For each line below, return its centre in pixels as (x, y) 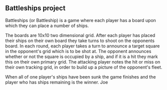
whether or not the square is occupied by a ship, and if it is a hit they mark (82, 56)
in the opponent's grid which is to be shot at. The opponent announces (78, 51)
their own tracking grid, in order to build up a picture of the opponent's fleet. (84, 67)
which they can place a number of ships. (47, 25)
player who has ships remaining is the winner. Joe (57, 82)
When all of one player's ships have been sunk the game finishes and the (80, 76)
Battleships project (35, 8)
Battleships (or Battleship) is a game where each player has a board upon (81, 20)
